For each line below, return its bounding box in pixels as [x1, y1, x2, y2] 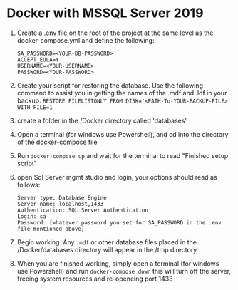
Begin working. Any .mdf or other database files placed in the [16, 237, 197, 247]
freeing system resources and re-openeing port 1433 [16, 274, 173, 283]
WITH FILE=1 [16, 103, 53, 111]
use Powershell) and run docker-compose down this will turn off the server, [16, 266, 232, 275]
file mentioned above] [16, 225, 85, 232]
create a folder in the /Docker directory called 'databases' [16, 116, 187, 125]
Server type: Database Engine [16, 194, 108, 201]
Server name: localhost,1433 [16, 200, 104, 207]
